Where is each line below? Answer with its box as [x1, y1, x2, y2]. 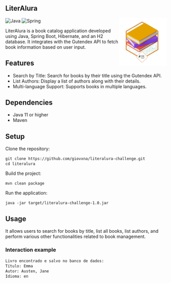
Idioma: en [5, 274, 29, 279]
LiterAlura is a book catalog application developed [5, 28, 111, 34]
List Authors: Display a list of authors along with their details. [12, 78, 141, 84]
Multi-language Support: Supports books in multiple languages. [12, 83, 147, 89]
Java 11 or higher [12, 112, 49, 118]
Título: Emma [5, 264, 33, 269]
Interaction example [5, 246, 56, 253]
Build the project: [5, 170, 41, 176]
